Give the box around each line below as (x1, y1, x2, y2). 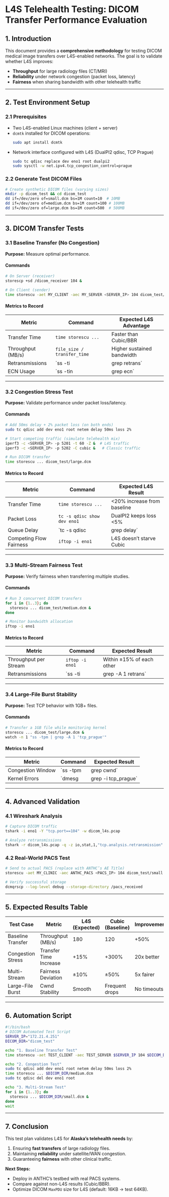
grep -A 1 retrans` (103, 671, 147, 678)
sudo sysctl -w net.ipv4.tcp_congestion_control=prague (12, 163, 132, 168)
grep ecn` (111, 368, 135, 375)
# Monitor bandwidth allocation (5, 619, 73, 624)
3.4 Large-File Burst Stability (5, 691, 77, 698)
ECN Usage (8, 368, 35, 375)
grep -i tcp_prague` (91, 775, 138, 782)
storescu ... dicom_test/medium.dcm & (10, 605, 92, 611)
